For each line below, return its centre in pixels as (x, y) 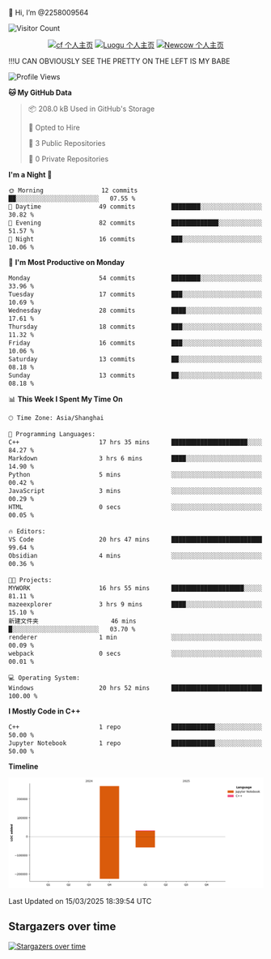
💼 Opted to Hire (54, 127)
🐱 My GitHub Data (40, 92)
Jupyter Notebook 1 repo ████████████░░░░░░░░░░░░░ (135, 743)
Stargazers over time (62, 927)
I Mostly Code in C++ (44, 711)
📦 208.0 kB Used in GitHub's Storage (91, 109)
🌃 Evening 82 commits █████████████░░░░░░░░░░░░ (135, 223)
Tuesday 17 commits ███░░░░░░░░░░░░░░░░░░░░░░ (135, 294)
